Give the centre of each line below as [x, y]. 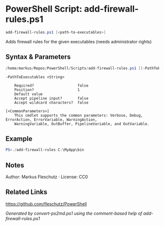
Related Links [27, 192]
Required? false [52, 85]
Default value [28, 94]
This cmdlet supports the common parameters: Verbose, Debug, [79, 115]
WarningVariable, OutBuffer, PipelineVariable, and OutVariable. [82, 124]
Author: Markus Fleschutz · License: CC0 [47, 177]
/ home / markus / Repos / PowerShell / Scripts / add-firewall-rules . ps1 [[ [74, 68]
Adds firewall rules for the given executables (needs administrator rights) [79, 41]
